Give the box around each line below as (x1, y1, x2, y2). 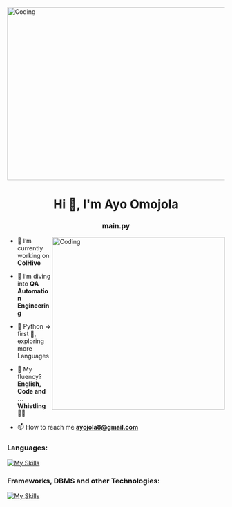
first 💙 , (17, 330, 37, 338)
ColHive (17, 259, 41, 267)
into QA (17, 279, 39, 288)
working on (17, 252, 50, 260)
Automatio (17, 287, 48, 295)
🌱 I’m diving (17, 273, 51, 281)
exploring (17, 337, 45, 345)
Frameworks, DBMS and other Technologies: (7, 476, 160, 486)
